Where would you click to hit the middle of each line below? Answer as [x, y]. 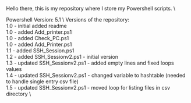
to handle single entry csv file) [42, 81]
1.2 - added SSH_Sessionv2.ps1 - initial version [62, 57]
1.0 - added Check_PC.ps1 [38, 38]
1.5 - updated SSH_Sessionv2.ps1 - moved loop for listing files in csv [88, 88]
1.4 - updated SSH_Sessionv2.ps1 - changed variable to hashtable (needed [96, 75]
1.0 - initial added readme [36, 26]
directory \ [19, 94]
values [14, 69]
